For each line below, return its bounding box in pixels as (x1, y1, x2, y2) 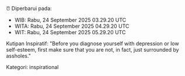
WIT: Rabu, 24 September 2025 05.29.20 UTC (14, 29, 126, 35)
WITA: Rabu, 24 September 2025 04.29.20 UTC (14, 23, 130, 30)
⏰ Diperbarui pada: (6, 5, 53, 12)
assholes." (6, 52, 31, 59)
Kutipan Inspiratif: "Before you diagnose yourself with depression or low (6, 40, 179, 47)
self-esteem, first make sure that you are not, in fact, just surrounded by (6, 46, 179, 53)
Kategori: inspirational (6, 64, 59, 70)
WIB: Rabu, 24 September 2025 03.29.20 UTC (14, 17, 127, 23)
